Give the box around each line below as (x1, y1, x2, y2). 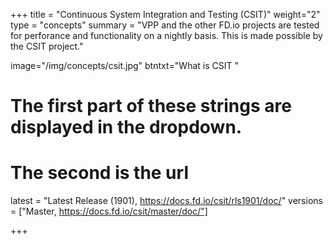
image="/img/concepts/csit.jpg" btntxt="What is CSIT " (10, 60, 239, 71)
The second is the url (10, 162, 189, 184)
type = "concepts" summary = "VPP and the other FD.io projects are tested (10, 19, 320, 31)
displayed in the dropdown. (10, 116, 243, 139)
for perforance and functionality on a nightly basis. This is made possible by (10, 30, 323, 41)
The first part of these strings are (10, 95, 292, 118)
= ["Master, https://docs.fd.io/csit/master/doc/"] (10, 205, 208, 218)
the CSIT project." (10, 40, 84, 52)
